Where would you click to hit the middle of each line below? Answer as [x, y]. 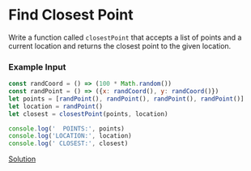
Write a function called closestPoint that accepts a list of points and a [125, 37]
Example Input [37, 66]
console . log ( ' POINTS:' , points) [67, 128]
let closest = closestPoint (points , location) [88, 114]
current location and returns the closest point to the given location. [120, 45]
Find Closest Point [71, 15]
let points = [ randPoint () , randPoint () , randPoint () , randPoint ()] [126, 99]
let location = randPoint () [56, 106]
